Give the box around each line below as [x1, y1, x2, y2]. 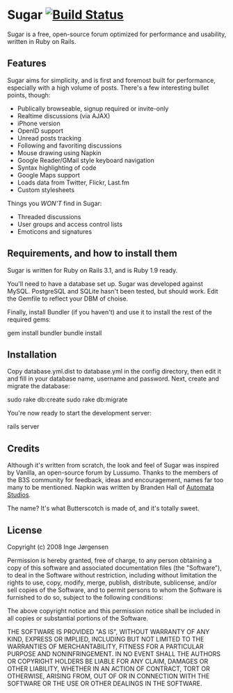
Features [7, 58, 47, 70]
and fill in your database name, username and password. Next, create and [7, 374, 219, 383]
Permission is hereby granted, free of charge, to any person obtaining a [7, 557, 212, 564]
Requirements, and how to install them [7, 248, 177, 260]
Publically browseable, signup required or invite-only [17, 104, 169, 113]
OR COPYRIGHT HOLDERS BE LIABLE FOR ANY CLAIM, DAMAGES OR [7, 658, 209, 665]
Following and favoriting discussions [17, 141, 122, 150]
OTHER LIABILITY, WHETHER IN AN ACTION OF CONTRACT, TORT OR [7, 664, 210, 673]
